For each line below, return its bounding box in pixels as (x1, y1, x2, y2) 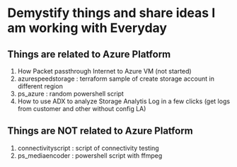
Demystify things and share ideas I (7, 5, 216, 21)
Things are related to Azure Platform (7, 48, 171, 60)
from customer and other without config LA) (17, 105, 146, 113)
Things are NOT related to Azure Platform (7, 125, 193, 137)
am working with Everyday (7, 20, 168, 36)
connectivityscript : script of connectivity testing (17, 144, 159, 152)
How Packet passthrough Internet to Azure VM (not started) (17, 67, 192, 75)
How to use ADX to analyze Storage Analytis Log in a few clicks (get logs (17, 97, 231, 105)
